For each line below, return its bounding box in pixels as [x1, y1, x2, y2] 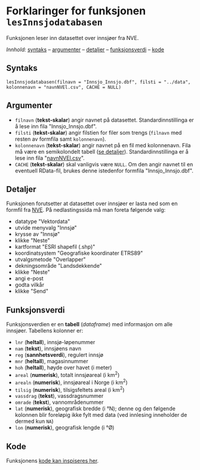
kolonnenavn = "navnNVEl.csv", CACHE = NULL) [6, 84, 121, 90]
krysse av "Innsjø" [14, 231, 60, 238]
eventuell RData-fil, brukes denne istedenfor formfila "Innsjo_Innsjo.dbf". [14, 167, 194, 174]
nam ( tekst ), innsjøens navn [14, 345, 82, 352]
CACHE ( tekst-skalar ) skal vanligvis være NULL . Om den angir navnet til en [14, 160, 193, 168]
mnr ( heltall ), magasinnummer [14, 358, 88, 365]
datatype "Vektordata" [14, 218, 70, 225]
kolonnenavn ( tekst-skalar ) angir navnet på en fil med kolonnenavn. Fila [14, 141, 191, 149]
